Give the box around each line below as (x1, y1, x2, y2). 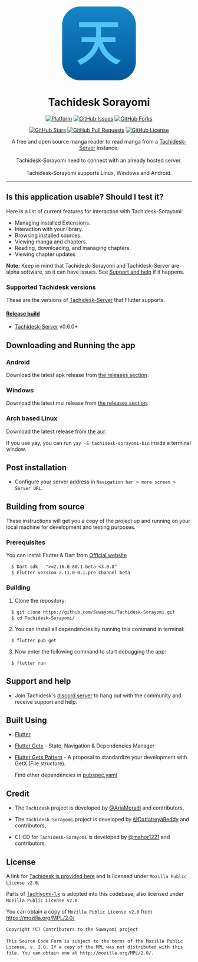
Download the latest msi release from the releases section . (6, 399, 148, 407)
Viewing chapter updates (14, 251, 76, 258)
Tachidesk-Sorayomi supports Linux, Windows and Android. (26, 169, 172, 176)
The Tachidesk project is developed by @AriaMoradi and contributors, (14, 804, 184, 811)
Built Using (6, 715, 47, 725)
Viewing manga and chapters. (14, 238, 87, 245)
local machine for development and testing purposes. (6, 524, 136, 531)
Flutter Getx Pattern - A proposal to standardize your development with (14, 754, 187, 761)
